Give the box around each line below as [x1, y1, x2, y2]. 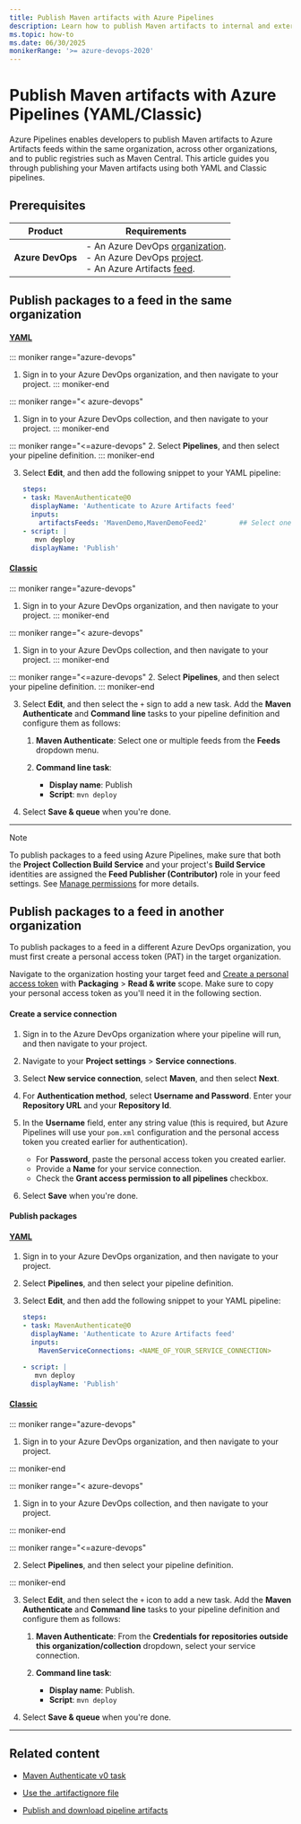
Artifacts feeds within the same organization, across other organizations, [9, 144, 278, 154]
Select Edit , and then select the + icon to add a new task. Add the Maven [21, 1594, 292, 1605]
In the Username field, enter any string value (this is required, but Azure [21, 1117, 288, 1128]
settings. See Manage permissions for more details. [9, 877, 200, 889]
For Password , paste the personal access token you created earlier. [35, 1153, 287, 1164]
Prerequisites [9, 198, 86, 214]
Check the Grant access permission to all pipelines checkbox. [35, 1173, 269, 1184]
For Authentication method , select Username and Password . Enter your [21, 1090, 292, 1101]
